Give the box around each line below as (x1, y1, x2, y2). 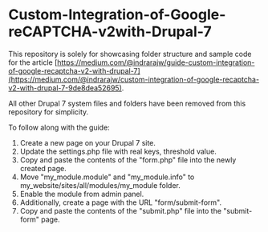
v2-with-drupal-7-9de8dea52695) (8, 82, 122, 93)
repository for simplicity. (8, 106, 89, 117)
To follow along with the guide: (8, 122, 110, 132)
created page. (19, 163, 67, 173)
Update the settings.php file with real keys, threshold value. (19, 146, 217, 156)
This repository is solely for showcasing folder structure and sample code (8, 49, 252, 58)
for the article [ (8, 58, 58, 67)
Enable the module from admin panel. (19, 189, 144, 198)
